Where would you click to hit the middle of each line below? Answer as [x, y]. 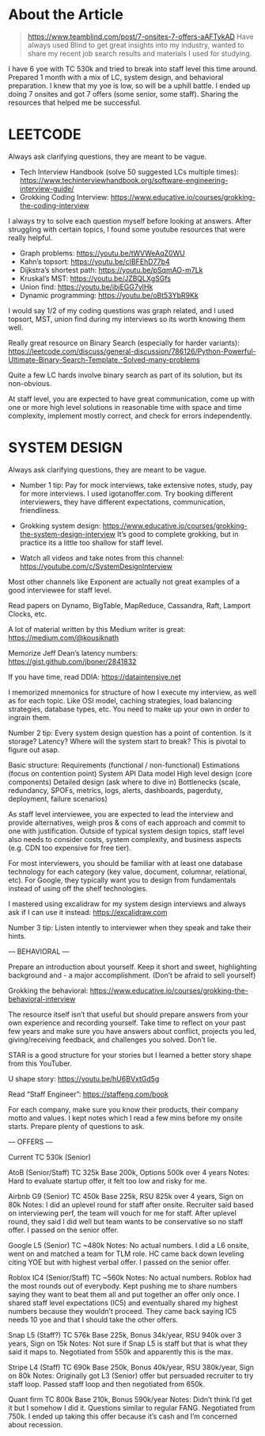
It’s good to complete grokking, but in [178, 534]
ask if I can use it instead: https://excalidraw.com [88, 912]
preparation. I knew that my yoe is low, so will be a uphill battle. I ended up [129, 86]
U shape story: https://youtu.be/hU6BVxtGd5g [84, 1078]
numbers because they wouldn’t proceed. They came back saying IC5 [123, 1311]
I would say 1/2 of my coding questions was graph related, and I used [121, 310]
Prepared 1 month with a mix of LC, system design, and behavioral [116, 77]
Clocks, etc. [28, 614]
